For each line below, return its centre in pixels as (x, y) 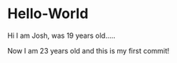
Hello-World (48, 14)
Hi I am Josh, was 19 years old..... (61, 35)
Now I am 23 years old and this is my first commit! (88, 50)
